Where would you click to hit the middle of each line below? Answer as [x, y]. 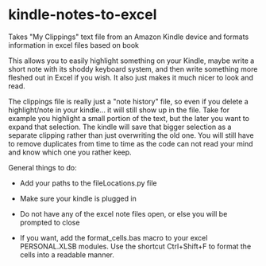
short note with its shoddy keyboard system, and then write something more [133, 68]
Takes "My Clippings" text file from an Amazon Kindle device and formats [129, 37]
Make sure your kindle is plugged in [78, 198]
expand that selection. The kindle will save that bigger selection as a [120, 127]
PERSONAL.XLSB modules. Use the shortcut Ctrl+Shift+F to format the [135, 246]
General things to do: [42, 167]
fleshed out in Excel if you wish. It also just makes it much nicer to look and [131, 77]
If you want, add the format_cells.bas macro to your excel [114, 237]
